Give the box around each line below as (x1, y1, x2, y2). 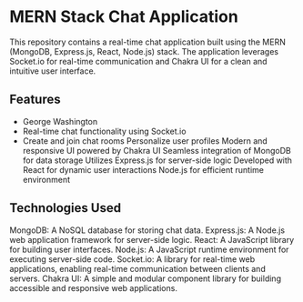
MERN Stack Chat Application (9, 6, 238, 27)
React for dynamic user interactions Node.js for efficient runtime (22, 164, 265, 175)
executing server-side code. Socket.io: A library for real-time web (9, 253, 256, 265)
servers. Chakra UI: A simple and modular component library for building (9, 273, 282, 284)
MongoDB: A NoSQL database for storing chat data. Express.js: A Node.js (9, 225, 285, 236)
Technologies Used (9, 200, 121, 216)
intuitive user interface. (9, 65, 96, 76)
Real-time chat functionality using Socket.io (22, 126, 187, 136)
